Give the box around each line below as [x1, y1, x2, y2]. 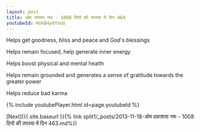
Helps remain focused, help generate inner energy [6, 48, 131, 55]
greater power [6, 78, 41, 85]
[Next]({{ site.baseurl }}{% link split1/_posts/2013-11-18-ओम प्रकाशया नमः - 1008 [6, 113, 195, 121]
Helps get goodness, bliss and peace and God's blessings [6, 37, 150, 44]
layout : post [6, 8, 39, 15]
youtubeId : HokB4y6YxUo [6, 20, 66, 26]
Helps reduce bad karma [6, 90, 68, 97]
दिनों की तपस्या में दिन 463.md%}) [6, 120, 77, 127]
